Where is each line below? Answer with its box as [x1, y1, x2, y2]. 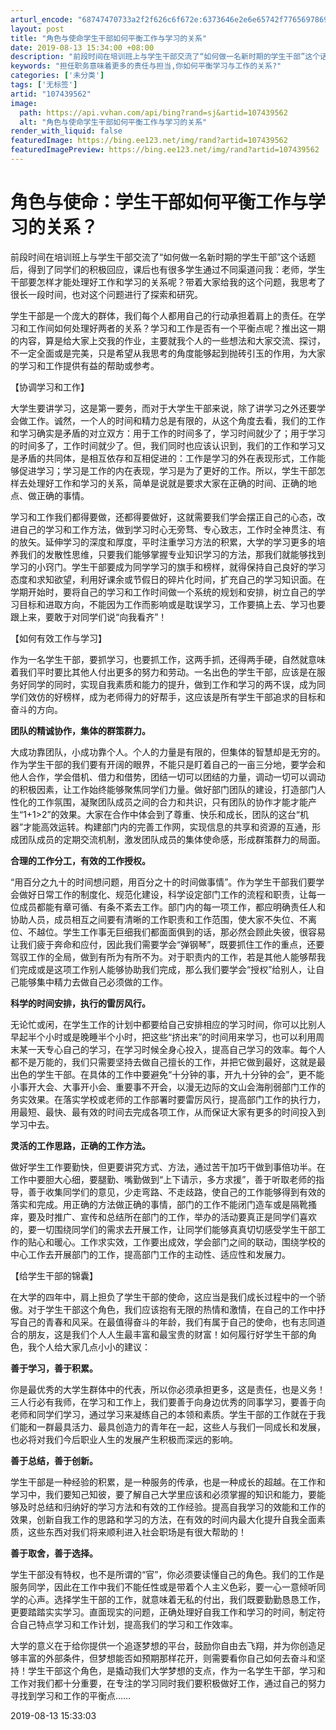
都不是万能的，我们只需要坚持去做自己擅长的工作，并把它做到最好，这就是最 [10, 1056, 326, 1068]
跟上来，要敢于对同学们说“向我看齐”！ [10, 611, 168, 623]
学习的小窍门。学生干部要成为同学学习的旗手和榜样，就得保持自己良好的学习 [10, 561, 326, 573]
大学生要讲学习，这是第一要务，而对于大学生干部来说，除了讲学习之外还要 [10, 402, 317, 414]
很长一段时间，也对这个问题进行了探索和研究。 [10, 288, 203, 300]
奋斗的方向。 [10, 703, 63, 715]
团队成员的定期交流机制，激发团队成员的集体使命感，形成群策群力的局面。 [18, 833, 326, 845]
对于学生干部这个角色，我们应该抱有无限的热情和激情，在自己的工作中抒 [27, 1303, 326, 1315]
